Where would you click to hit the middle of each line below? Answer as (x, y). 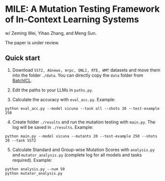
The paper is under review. (32, 42)
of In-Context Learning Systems (72, 19)
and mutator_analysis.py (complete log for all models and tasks (77, 155)
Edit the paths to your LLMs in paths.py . (53, 90)
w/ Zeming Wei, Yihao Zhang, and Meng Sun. (51, 33)
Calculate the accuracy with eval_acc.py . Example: (64, 99)
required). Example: (32, 160)
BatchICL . (22, 80)
